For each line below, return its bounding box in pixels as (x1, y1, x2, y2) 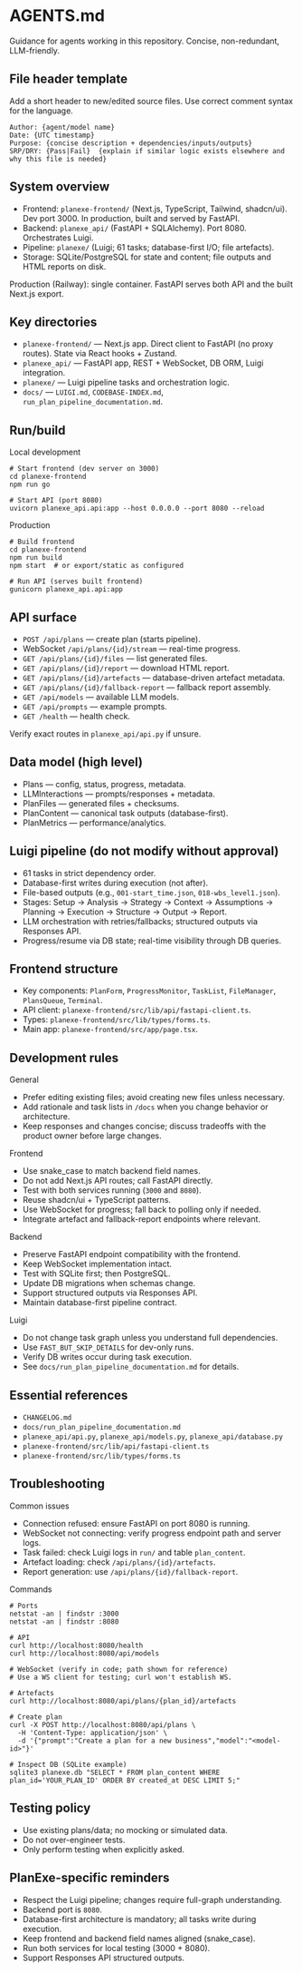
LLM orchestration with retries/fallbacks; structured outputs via (22, 915, 259, 926)
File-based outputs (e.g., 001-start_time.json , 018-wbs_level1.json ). (22, 886, 280, 898)
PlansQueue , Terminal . (22, 995, 103, 1006)
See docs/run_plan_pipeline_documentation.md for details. (22, 1362, 240, 1372)
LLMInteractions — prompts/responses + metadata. (22, 788, 215, 799)
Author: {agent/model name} (9, 122, 116, 132)
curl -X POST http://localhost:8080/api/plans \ (9, 1720, 196, 1729)
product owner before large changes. (22, 1130, 163, 1141)
